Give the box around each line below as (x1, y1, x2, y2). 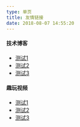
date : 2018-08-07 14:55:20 (6, 20, 75, 26)
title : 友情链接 (6, 15, 44, 21)
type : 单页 (6, 8, 32, 15)
